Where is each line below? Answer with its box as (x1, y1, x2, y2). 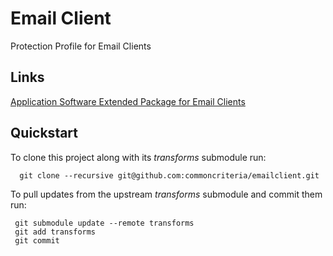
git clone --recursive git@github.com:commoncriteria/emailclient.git (19, 170, 320, 181)
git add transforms (14, 227, 97, 237)
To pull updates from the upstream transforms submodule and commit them (10, 188, 323, 200)
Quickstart (10, 125, 79, 142)
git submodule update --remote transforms (14, 218, 195, 228)
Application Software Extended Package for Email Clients (10, 95, 246, 107)
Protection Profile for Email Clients (10, 40, 152, 52)
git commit (14, 235, 60, 246)
